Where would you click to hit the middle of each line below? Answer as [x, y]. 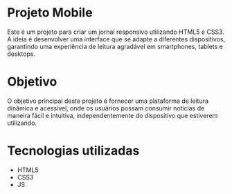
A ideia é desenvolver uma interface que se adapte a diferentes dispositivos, [116, 39]
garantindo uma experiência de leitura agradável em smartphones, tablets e [115, 46]
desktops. [21, 54]
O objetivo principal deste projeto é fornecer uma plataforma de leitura [108, 101]
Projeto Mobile [50, 13]
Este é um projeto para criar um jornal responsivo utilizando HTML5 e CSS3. [116, 32]
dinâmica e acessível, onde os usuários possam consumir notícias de [106, 108]
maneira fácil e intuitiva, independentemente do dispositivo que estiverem [113, 115]
